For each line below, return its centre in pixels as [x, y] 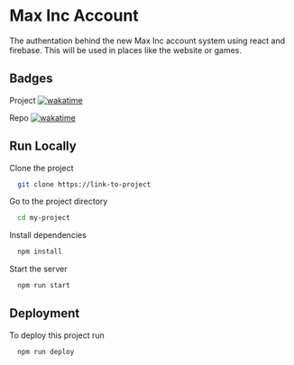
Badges [31, 79]
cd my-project [44, 218]
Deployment [45, 313]
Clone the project [41, 168]
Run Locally [43, 146]
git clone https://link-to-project [84, 184]
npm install [40, 252]
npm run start [44, 286]
